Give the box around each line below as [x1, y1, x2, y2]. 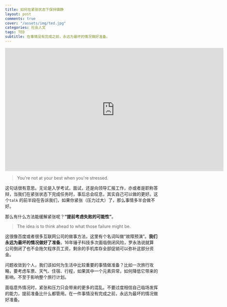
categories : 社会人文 [5, 25, 46, 30]
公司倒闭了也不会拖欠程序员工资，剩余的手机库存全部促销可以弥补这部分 [5, 245, 149, 251]
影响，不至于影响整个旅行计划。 [5, 274, 69, 280]
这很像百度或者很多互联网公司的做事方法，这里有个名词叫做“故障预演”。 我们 [5, 233, 158, 239]
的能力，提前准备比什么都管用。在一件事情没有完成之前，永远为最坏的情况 [5, 290, 154, 296]
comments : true [5, 16, 36, 21]
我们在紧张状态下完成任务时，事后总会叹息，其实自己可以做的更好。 [17, 191, 154, 197]
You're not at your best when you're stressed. [16, 175, 109, 181]
